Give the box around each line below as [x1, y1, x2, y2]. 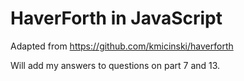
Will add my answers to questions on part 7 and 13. [10, 59, 221, 71]
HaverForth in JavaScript [10, 7, 223, 30]
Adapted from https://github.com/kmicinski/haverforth [10, 40, 234, 52]
